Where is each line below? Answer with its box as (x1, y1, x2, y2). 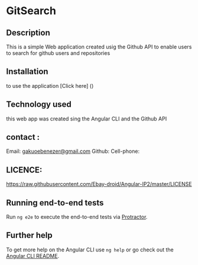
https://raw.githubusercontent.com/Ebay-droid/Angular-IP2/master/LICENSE (6, 181, 192, 188)
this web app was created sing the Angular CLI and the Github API (6, 115, 167, 122)
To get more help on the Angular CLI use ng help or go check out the (6, 246, 174, 253)
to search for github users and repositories (6, 50, 111, 57)
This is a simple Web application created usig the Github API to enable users (6, 43, 192, 50)
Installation (6, 67, 48, 77)
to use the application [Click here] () (6, 82, 94, 89)
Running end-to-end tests (6, 198, 104, 208)
